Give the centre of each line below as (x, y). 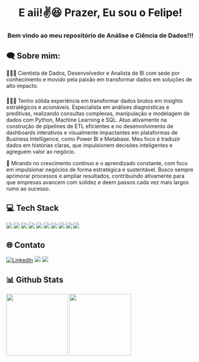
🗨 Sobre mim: (33, 56)
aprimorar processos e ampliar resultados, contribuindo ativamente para (95, 176)
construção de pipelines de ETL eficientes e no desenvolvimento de (90, 126)
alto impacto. (22, 86)
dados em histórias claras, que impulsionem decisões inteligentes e (89, 145)
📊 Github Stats (35, 280)
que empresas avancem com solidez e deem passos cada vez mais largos (98, 182)
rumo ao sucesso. (28, 188)
